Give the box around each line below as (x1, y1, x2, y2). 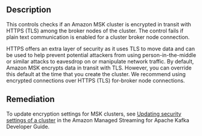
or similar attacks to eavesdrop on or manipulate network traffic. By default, (6, 58, 194, 65)
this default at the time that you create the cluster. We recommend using (6, 70, 186, 77)
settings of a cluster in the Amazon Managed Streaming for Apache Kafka (6, 116, 190, 123)
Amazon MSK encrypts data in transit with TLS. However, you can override (6, 64, 192, 71)
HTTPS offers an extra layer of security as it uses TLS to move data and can (6, 45, 195, 52)
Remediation (6, 94, 55, 104)
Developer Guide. (6, 123, 50, 130)
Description (6, 5, 51, 15)
